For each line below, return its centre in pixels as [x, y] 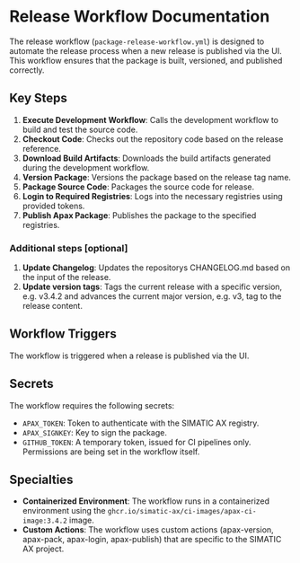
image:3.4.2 [44, 521]
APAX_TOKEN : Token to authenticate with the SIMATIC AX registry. [141, 423]
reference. [41, 148]
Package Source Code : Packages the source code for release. [138, 187]
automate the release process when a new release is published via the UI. [146, 50]
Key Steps [38, 98]
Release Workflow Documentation [140, 17]
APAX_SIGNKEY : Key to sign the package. [95, 432]
